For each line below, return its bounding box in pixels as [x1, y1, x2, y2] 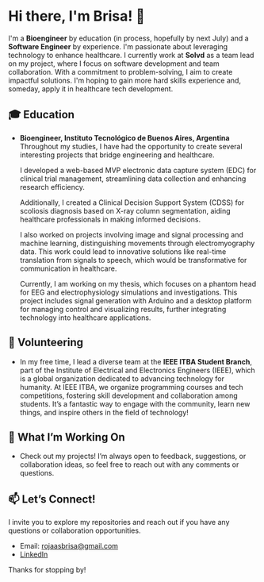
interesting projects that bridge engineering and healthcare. [19, 150, 215, 160]
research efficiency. [19, 182, 86, 191]
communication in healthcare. [19, 264, 117, 273]
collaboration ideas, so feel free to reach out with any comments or [19, 460, 239, 469]
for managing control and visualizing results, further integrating [19, 304, 227, 314]
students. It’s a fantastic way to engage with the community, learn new [19, 399, 251, 408]
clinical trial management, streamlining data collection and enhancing [19, 174, 247, 183]
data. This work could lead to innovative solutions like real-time [19, 246, 227, 256]
